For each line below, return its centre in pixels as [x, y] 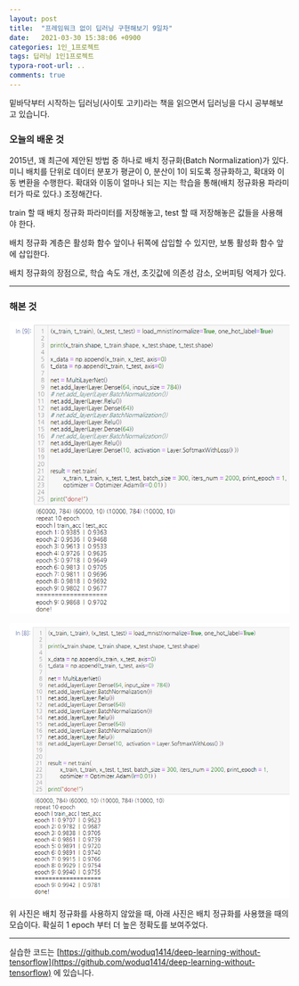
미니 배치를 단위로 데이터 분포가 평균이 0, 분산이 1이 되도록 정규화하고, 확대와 [142, 172]
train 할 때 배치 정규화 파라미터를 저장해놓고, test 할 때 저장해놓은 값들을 [134, 213]
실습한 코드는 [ [35, 952]
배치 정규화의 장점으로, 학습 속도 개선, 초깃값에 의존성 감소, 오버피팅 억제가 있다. [148, 273]
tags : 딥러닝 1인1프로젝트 [52, 57]
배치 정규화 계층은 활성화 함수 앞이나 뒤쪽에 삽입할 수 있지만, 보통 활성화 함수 [142, 243]
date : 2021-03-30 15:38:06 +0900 [75, 37]
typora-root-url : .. [48, 66]
